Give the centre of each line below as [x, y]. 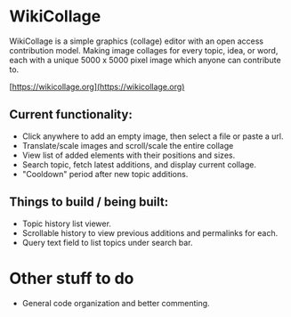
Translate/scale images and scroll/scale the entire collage [128, 145]
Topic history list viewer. [66, 224]
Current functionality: [71, 114]
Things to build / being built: [89, 202]
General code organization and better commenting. [116, 303]
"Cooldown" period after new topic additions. [105, 174]
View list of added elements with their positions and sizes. [129, 155]
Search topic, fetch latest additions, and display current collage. [139, 164]
